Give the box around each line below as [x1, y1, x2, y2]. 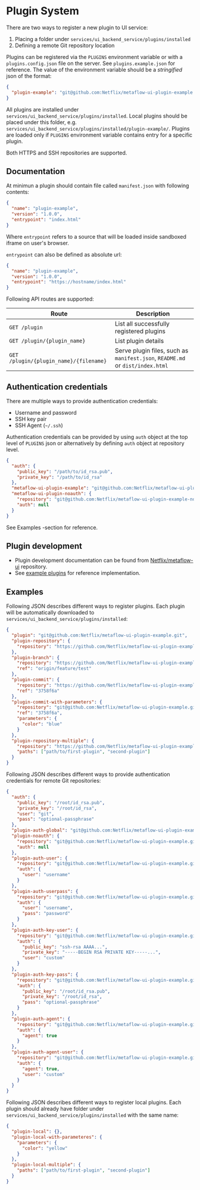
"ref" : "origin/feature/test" [17, 666, 92, 672]
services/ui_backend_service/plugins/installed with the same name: [6, 1111, 179, 1119]
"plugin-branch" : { [11, 654, 60, 660]
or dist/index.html [115, 361, 168, 370]
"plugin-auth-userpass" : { [11, 888, 79, 894]
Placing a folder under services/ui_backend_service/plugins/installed [14, 35, 191, 42]
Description [136, 310, 170, 318]
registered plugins [115, 327, 165, 335]
